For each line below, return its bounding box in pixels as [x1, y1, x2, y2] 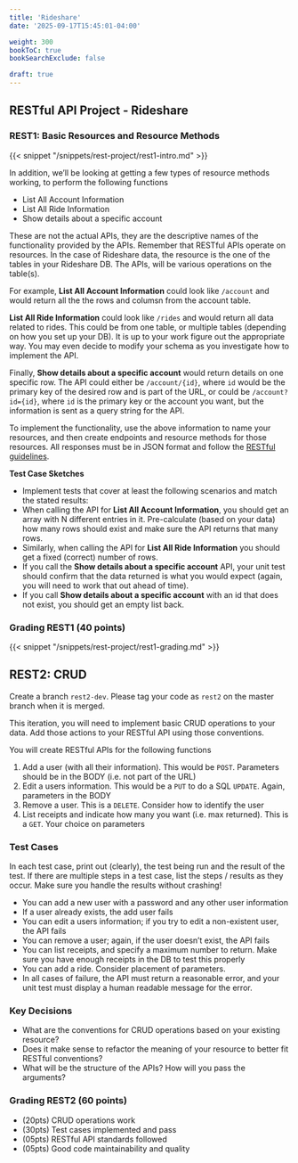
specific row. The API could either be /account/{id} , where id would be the [9, 376, 286, 388]
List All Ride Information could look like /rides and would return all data [9, 312, 274, 323]
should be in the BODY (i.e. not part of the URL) [21, 771, 197, 782]
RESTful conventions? [21, 1053, 103, 1064]
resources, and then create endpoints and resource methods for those [9, 431, 267, 442]
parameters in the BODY [21, 790, 111, 800]
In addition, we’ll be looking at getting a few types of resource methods [9, 167, 270, 178]
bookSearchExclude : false [9, 54, 105, 63]
